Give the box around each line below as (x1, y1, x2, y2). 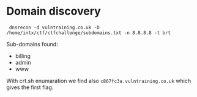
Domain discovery (6, 4, 101, 18)
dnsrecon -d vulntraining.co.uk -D (9, 24, 100, 31)
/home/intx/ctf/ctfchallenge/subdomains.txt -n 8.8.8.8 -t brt (6, 29, 171, 36)
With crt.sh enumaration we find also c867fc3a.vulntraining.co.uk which (6, 77, 191, 84)
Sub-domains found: (6, 40, 58, 48)
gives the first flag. (6, 84, 54, 91)
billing (15, 52, 31, 59)
